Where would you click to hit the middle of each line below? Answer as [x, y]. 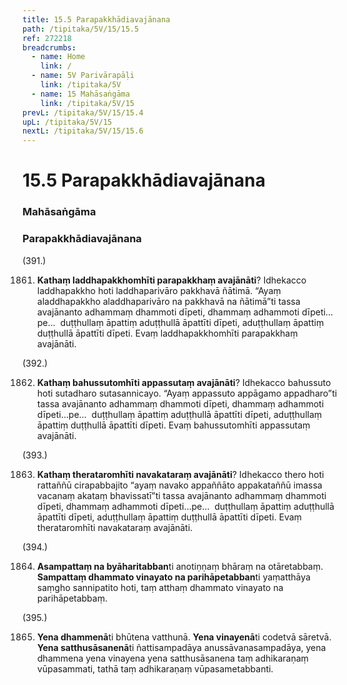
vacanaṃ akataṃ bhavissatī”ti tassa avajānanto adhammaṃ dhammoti [181, 495]
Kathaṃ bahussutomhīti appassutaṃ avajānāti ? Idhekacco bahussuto [184, 382]
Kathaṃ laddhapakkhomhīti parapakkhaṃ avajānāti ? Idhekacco [171, 280]
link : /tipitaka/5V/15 [87, 103]
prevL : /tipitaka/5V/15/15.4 [83, 112]
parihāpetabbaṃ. [72, 598]
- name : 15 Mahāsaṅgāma [80, 94]
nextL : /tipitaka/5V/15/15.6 [83, 131]
